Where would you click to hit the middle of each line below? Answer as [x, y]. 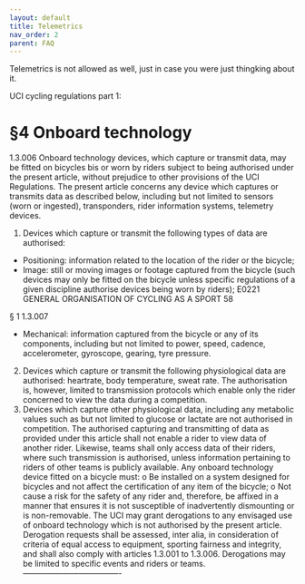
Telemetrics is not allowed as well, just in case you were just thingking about [152, 69]
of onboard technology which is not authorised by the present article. [152, 525]
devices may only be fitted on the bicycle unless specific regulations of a [159, 280]
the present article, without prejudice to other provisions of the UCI [135, 177]
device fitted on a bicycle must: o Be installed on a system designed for [156, 477]
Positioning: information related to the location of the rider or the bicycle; [158, 260]
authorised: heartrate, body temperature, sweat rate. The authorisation [155, 381]
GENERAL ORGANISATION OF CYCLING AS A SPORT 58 [128, 299]
